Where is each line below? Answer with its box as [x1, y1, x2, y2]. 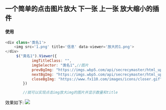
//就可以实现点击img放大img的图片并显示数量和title [23, 90, 118, 95]
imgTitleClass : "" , [31, 58, 72, 63]
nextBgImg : [31, 72, 54, 77]
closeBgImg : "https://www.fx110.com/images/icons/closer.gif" [31, 76, 163, 81]
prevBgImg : [31, 67, 54, 73]
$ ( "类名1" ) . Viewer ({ [16, 54, 57, 59]
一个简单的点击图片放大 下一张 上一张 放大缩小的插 [5, 4, 159, 13]
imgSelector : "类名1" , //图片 [31, 63, 89, 68]
